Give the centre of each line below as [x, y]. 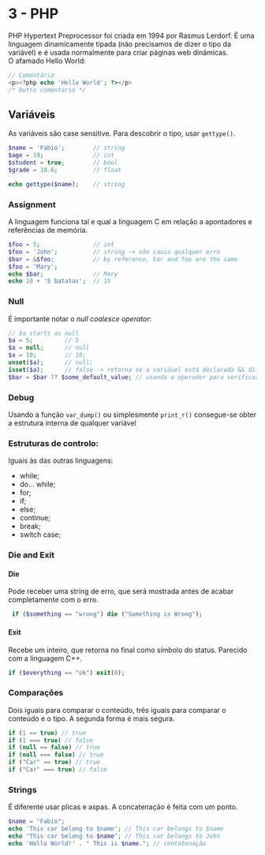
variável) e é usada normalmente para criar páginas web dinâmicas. [118, 52]
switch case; [40, 534]
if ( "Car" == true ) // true [54, 763]
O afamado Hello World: [47, 61]
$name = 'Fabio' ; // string [67, 148]
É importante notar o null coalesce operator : [80, 319]
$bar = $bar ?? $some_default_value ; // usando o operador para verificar [134, 377]
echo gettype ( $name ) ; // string [67, 184]
